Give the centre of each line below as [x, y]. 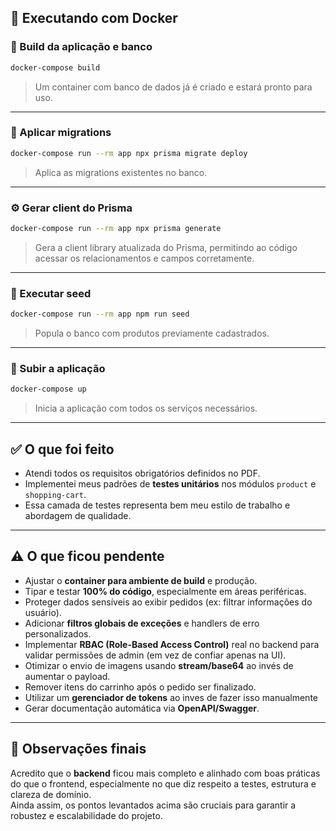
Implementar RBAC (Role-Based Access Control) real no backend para [172, 644]
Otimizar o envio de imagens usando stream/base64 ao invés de [159, 665]
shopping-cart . [55, 495]
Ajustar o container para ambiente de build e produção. [141, 580]
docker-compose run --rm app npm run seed [100, 314]
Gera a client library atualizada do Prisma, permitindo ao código [166, 247]
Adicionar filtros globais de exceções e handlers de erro [142, 623]
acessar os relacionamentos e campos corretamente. [144, 258]
